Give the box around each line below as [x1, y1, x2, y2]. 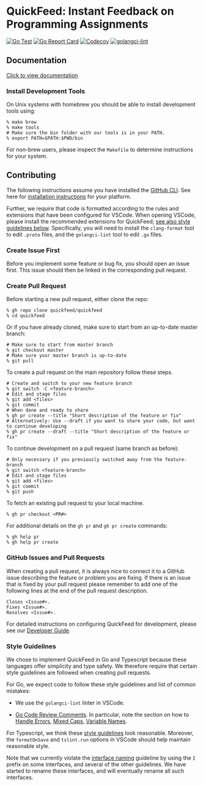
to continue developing [6, 424, 67, 430]
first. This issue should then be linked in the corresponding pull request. [6, 266, 188, 274]
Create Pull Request [6, 282, 67, 290]
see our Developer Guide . [6, 626, 71, 634]
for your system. [6, 152, 48, 160]
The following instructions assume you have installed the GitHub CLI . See [6, 186, 191, 193]
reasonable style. [6, 743, 50, 750]
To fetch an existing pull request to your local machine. [6, 500, 145, 507]
